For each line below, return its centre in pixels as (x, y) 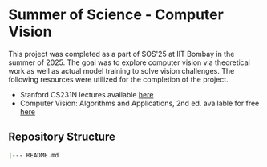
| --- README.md (34, 155)
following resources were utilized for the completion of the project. (118, 79)
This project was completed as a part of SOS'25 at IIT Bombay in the (121, 54)
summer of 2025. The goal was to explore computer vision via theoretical (129, 62)
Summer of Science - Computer (116, 15)
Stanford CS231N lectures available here (87, 94)
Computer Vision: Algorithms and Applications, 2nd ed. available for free (140, 103)
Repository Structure (62, 137)
